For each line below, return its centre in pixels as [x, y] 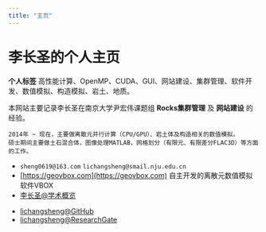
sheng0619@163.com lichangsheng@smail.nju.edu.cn [103, 166]
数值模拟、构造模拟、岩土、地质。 [78, 91]
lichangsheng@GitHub [57, 211]
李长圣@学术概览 [48, 195]
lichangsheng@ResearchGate [68, 219]
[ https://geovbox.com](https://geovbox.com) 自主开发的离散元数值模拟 [136, 175]
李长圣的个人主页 [65, 57]
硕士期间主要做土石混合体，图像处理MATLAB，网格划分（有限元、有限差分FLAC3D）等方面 [133, 143]
